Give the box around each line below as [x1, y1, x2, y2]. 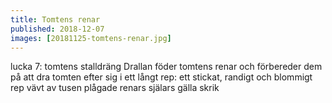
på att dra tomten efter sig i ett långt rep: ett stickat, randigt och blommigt [10, 71, 313, 83]
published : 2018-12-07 [10, 24, 105, 34]
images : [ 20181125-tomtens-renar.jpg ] [10, 33, 172, 43]
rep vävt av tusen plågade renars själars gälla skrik [10, 82, 220, 94]
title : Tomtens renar [10, 14, 101, 25]
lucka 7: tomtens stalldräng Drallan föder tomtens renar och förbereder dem [10, 61, 323, 73]
